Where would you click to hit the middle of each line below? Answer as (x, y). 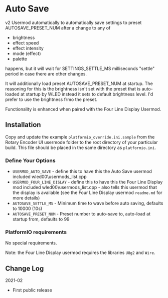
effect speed (26, 42)
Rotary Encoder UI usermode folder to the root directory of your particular (81, 142)
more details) (26, 198)
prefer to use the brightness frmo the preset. (51, 99)
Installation (23, 125)
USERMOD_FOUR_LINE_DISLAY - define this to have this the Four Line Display (88, 182)
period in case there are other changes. (46, 73)
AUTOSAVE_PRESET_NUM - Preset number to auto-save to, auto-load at (81, 214)
